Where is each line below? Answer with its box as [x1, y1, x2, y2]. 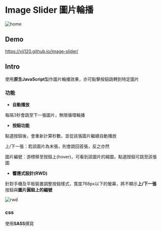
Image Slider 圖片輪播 [5, 4, 94, 16]
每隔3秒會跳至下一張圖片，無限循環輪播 [5, 112, 85, 118]
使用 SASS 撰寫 [5, 221, 34, 227]
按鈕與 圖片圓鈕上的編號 [5, 187, 52, 193]
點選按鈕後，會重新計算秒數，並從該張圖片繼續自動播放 [5, 133, 116, 139]
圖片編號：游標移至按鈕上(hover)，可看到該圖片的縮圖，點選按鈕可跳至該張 [5, 154, 157, 159]
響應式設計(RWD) [12, 170, 48, 176]
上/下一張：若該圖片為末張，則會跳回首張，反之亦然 [5, 143, 110, 149]
